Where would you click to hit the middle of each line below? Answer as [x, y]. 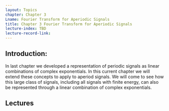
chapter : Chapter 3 [26, 15]
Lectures [19, 103]
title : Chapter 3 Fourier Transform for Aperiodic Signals [69, 24]
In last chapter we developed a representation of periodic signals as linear [82, 66]
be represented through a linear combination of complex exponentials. [78, 87]
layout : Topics [21, 10]
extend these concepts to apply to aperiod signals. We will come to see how [85, 77]
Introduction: [26, 54]
